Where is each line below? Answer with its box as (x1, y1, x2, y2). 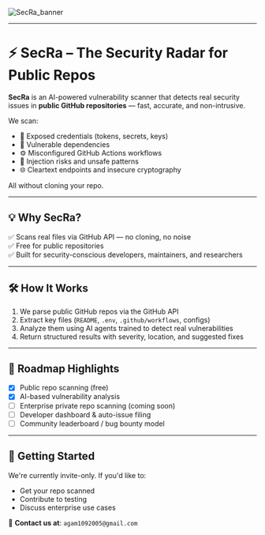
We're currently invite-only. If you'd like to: (8, 470, 147, 480)
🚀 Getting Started (8, 450, 95, 463)
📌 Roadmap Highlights (8, 362, 120, 375)
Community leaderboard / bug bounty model (19, 419, 166, 428)
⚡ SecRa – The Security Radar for (8, 44, 229, 62)
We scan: (8, 115, 39, 126)
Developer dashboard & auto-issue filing (19, 409, 151, 419)
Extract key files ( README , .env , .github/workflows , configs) (19, 315, 211, 324)
